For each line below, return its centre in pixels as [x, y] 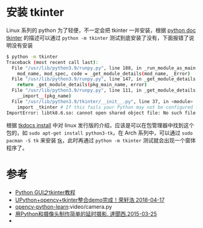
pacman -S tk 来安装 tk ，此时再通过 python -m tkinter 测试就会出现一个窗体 [101, 140]
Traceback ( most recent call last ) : [52, 62]
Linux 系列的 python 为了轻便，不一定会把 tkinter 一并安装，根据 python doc [101, 30]
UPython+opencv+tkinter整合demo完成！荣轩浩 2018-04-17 [90, 200]
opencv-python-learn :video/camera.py [63, 206]
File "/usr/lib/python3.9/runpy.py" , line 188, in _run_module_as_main [104, 68]
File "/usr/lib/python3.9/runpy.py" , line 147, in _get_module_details [104, 79]
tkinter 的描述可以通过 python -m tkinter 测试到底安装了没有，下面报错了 [98, 37]
